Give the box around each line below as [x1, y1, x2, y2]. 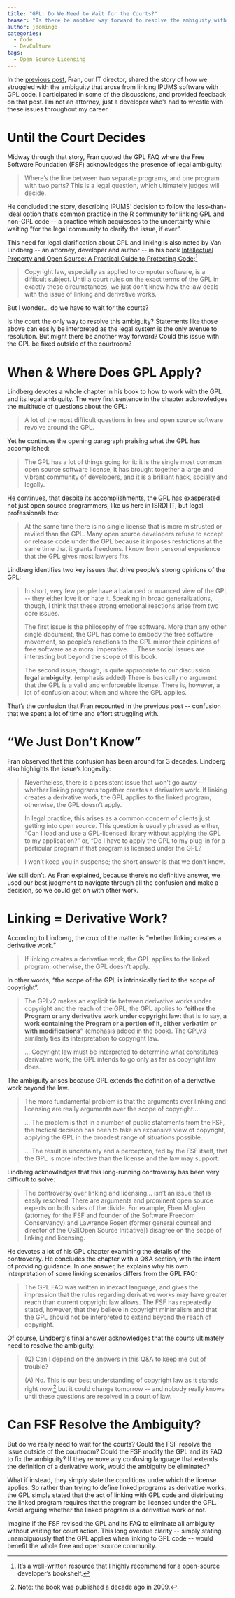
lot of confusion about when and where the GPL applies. [24, 689, 187, 697]
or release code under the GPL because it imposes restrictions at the [24, 537, 223, 546]
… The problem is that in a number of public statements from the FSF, [24, 1118, 225, 1127]
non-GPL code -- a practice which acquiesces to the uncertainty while [7, 217, 211, 225]
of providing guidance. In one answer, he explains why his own [7, 1262, 189, 1271]
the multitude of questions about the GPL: [7, 402, 128, 411]
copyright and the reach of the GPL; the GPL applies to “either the [24, 1004, 216, 1013]
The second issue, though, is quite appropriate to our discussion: [24, 666, 212, 675]
